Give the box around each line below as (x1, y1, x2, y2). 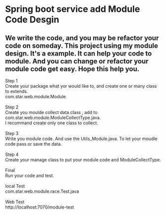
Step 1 (5, 78, 18, 84)
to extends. (5, 88, 28, 94)
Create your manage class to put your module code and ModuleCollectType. (5, 157, 161, 162)
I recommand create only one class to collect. (5, 120, 98, 126)
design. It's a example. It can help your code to (5, 49, 152, 57)
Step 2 (5, 104, 19, 110)
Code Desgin (5, 14, 59, 25)
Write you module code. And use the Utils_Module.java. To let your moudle (5, 136, 158, 142)
